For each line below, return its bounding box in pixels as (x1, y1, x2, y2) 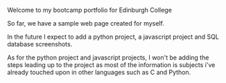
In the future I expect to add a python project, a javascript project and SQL (7, 33, 220, 41)
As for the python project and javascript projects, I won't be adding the (7, 53, 209, 62)
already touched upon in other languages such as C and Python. (7, 68, 191, 76)
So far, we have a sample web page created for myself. (7, 19, 164, 27)
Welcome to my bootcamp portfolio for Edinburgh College (7, 6, 172, 14)
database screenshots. (7, 40, 73, 48)
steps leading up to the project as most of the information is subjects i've (7, 61, 216, 68)
